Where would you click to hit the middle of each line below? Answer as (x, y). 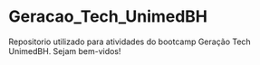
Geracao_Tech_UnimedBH (108, 17)
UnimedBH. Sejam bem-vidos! (65, 51)
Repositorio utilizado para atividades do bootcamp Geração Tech (130, 42)
